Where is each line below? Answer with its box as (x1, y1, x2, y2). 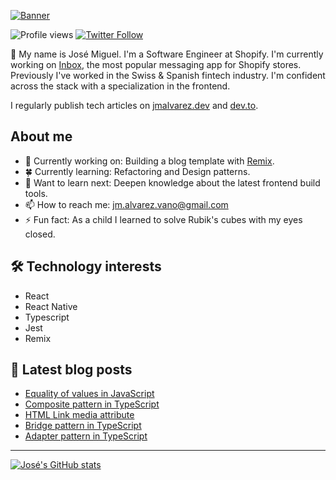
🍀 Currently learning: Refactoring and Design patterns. (24, 165, 251, 177)
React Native (24, 300, 78, 312)
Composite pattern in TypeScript (24, 398, 160, 410)
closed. (24, 228, 56, 240)
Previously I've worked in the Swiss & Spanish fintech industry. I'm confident (10, 70, 326, 81)
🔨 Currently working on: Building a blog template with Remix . (24, 155, 275, 167)
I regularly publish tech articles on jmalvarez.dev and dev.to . (10, 100, 259, 111)
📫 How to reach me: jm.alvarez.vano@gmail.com (24, 198, 229, 210)
